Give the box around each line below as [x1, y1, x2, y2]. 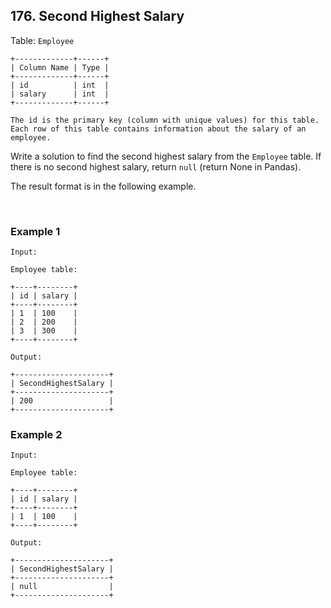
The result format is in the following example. [10, 180, 197, 192]
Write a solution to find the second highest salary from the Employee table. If [10, 150, 322, 162]
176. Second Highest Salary [10, 8, 185, 25]
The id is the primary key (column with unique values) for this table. [10, 115, 320, 125]
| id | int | [10, 80, 110, 90]
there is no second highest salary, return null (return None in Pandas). [10, 160, 302, 173]
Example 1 [10, 224, 61, 238]
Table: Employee [10, 34, 75, 46]
